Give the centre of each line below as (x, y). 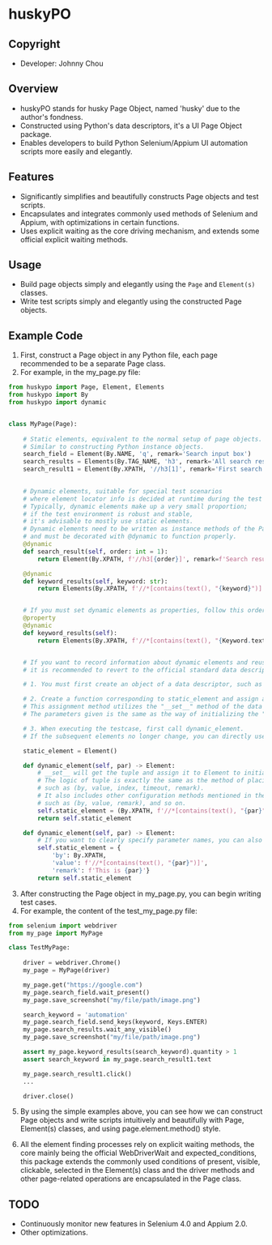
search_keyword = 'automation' (76, 1015)
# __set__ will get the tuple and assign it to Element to (139, 773)
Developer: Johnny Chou (62, 63)
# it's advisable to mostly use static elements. (108, 522)
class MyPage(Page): (43, 424)
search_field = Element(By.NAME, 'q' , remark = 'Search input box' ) (137, 454)
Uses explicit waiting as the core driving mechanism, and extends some (140, 231)
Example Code (46, 336)
